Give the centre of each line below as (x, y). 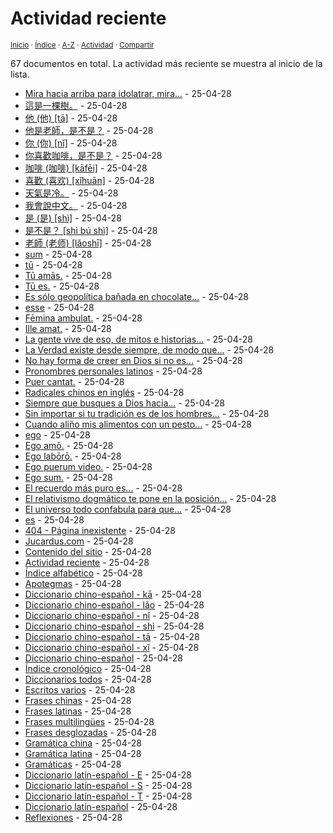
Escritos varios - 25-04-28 (80, 689)
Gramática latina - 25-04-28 (83, 753)
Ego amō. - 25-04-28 (69, 445)
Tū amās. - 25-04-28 (68, 275)
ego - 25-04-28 (57, 434)
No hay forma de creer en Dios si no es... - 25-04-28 (133, 360)
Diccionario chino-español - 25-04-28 (103, 658)
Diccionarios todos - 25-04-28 (88, 679)
